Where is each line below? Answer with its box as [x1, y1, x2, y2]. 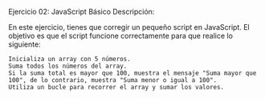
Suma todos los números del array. [8, 62, 128, 70]
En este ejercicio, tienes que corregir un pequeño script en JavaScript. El [8, 23, 251, 31]
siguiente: [8, 39, 42, 49]
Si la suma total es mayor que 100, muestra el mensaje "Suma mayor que [8, 69, 257, 77]
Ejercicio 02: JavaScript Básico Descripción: [8, 7, 155, 16]
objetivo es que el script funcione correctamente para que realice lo [8, 31, 233, 40]
